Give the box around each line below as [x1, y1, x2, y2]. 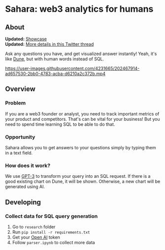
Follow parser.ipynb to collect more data [12, 239, 95, 245]
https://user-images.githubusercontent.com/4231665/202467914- [5, 65, 140, 71]
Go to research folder [12, 223, 56, 229]
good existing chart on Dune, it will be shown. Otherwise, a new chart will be [5, 178, 161, 185]
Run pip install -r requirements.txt [12, 229, 90, 235]
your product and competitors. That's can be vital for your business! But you [5, 116, 160, 122]
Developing [5, 198, 41, 206]
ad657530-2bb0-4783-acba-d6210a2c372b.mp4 [5, 71, 106, 77]
